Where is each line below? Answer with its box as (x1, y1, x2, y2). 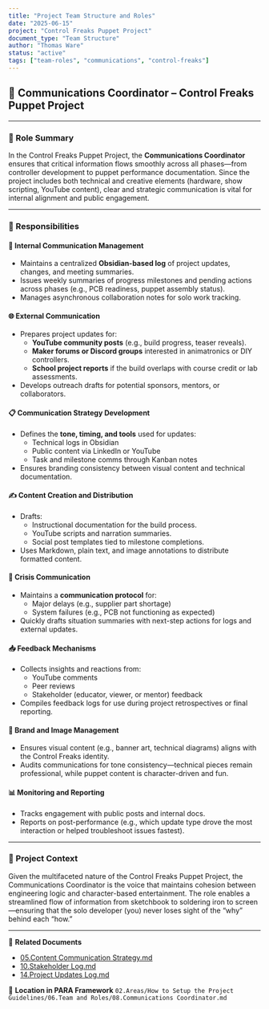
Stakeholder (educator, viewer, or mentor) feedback (31, 690, 203, 700)
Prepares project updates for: (19, 329, 118, 339)
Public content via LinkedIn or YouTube (31, 446, 161, 455)
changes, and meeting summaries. (19, 267, 134, 277)
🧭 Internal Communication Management (8, 240, 144, 250)
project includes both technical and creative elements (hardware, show (8, 176, 243, 186)
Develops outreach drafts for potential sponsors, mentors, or (19, 381, 220, 390)
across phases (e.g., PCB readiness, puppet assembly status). (19, 284, 226, 294)
